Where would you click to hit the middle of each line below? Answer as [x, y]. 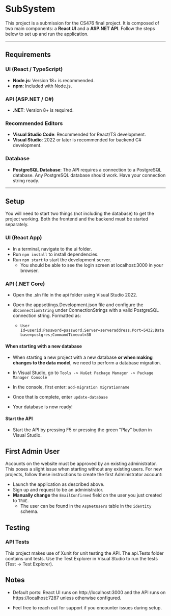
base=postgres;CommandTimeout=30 [56, 335]
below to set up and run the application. [47, 34]
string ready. [26, 180]
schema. [29, 511]
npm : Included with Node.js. [42, 86]
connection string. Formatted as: [47, 315]
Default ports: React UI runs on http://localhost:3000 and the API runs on [89, 592]
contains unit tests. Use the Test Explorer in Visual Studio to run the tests [82, 558]
